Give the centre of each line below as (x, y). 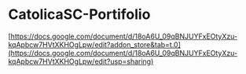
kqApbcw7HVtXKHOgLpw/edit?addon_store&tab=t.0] (94, 44)
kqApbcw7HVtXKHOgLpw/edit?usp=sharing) (81, 61)
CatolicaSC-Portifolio (79, 15)
